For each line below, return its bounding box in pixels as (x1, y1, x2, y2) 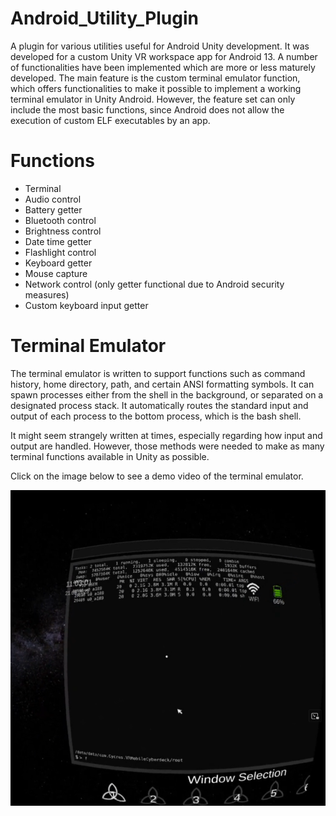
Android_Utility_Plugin (10, 7, 200, 30)
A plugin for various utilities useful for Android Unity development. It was (10, 40, 310, 52)
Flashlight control (24, 246, 97, 258)
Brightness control (24, 225, 102, 237)
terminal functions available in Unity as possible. (10, 450, 210, 462)
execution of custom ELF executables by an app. (10, 114, 211, 126)
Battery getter (24, 203, 83, 216)
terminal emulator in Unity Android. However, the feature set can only (10, 93, 296, 105)
